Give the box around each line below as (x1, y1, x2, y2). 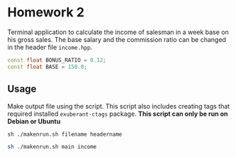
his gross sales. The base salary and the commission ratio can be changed (7, 35, 226, 43)
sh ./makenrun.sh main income (7, 143, 97, 150)
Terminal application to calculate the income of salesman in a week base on (7, 28, 229, 36)
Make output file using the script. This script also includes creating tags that (7, 102, 230, 110)
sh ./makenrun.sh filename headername (7, 131, 122, 138)
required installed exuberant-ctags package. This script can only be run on (7, 109, 229, 118)
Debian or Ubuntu (7, 117, 61, 125)
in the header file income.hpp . (7, 43, 92, 51)
